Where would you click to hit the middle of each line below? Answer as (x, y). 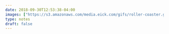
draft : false (19, 24)
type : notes (18, 19)
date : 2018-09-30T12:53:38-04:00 (40, 10)
